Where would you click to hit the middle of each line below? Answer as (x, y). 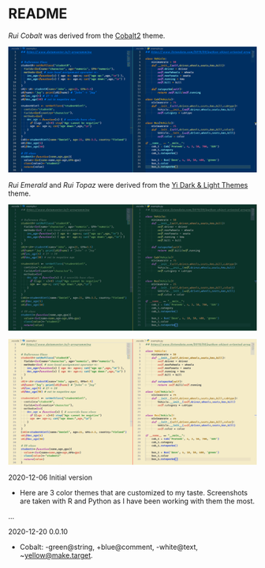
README (38, 14)
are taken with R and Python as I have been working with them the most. (137, 501)
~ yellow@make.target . (56, 555)
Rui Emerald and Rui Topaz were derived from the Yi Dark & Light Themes (128, 185)
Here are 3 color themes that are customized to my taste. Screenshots (134, 493)
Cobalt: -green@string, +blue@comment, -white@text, (109, 547)
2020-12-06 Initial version (50, 477)
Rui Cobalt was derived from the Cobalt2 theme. (87, 35)
